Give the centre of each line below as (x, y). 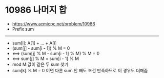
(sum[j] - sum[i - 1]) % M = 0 (41, 48)
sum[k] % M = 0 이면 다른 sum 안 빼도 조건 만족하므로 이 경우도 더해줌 (80, 70)
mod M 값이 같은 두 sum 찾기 (40, 64)
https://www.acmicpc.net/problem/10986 (53, 24)
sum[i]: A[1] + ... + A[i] (34, 43)
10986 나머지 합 (36, 10)
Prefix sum (23, 29)
